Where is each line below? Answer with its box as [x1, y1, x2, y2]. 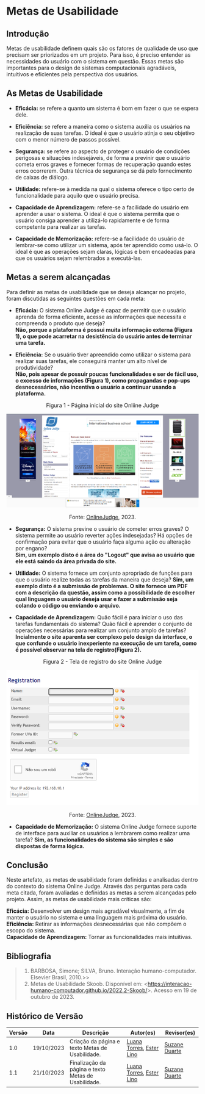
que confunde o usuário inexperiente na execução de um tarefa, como [15, 639, 197, 647]
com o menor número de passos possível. [15, 135, 121, 143]
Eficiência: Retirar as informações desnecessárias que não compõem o [6, 920, 187, 928]
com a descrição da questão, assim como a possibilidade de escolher [15, 589, 195, 596]
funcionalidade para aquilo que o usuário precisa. [15, 192, 140, 199]
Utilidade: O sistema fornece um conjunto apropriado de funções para [15, 569, 193, 577]
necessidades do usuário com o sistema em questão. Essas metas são [6, 58, 184, 65]
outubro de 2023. [30, 993, 75, 1001]
